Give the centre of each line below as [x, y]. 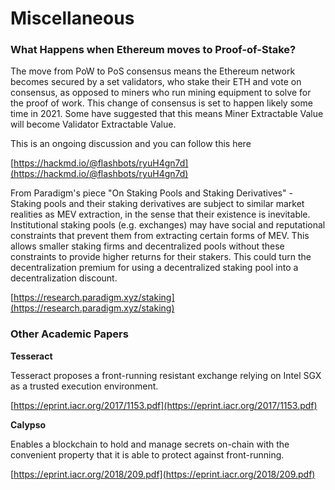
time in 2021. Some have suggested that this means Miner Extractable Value [167, 114]
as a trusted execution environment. [84, 386]
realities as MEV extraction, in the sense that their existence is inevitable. [160, 214]
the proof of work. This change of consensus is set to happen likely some [161, 103]
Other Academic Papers [69, 334]
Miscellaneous [72, 18]
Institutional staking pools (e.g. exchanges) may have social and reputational [168, 225]
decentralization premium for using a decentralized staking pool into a [154, 268]
